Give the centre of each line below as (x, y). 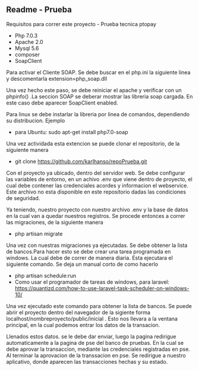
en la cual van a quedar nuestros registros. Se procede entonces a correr (96, 215)
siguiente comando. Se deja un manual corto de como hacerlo (82, 264)
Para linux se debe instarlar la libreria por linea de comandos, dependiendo (98, 114)
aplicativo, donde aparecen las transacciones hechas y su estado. (87, 362)
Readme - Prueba (39, 10)
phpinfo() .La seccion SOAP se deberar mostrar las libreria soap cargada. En (99, 96)
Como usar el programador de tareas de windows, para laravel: (92, 282)
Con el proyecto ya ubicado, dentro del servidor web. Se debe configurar (96, 173)
